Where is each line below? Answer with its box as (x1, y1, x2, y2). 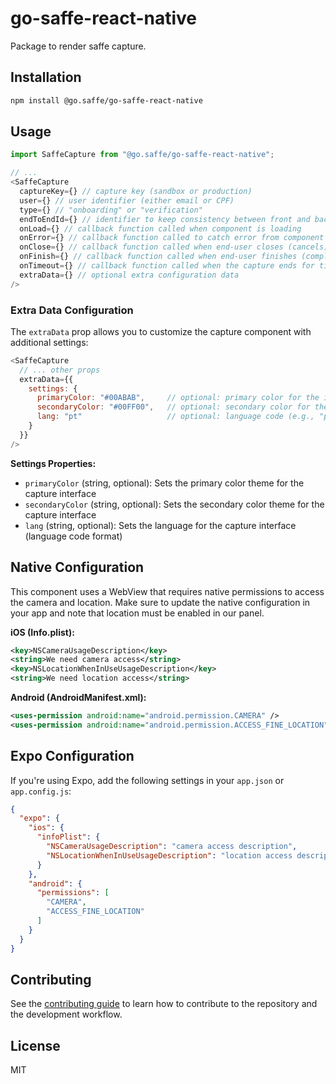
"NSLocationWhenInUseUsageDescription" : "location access (46, 850, 293, 861)
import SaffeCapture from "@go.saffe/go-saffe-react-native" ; (10, 150, 275, 160)
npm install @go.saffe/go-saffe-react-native (10, 95, 203, 106)
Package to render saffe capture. (10, 40, 147, 52)
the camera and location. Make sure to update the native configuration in (10, 596, 311, 608)
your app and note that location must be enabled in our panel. (10, 607, 265, 619)
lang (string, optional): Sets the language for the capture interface (24, 519, 297, 531)
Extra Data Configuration (10, 303, 134, 317)
